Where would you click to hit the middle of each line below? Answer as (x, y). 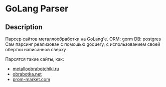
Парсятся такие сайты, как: (35, 59)
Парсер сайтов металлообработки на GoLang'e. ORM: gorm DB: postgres (83, 39)
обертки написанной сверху (36, 49)
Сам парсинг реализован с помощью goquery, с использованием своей (83, 44)
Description (24, 27)
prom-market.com (31, 79)
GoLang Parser (37, 9)
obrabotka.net (27, 74)
